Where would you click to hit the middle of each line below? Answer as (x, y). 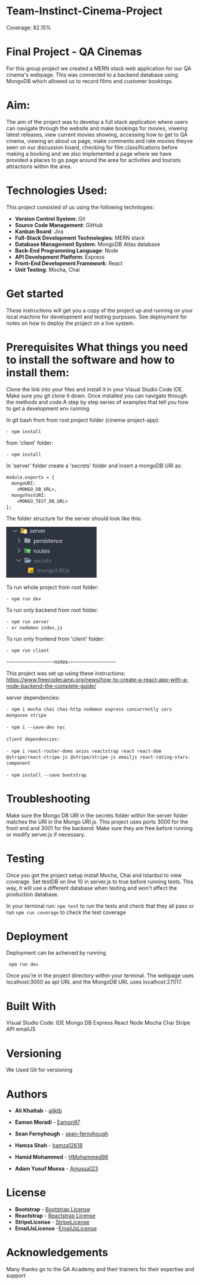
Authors (27, 1094)
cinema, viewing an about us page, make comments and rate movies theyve (99, 141)
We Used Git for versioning (39, 1070)
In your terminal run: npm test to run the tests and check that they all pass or (100, 906)
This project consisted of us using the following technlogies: (80, 207)
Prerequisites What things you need (97, 347)
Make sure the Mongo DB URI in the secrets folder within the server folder (97, 815)
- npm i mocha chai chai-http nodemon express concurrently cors (89, 709)
